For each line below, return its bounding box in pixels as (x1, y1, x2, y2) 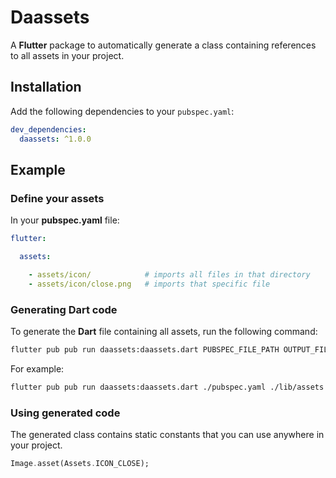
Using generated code (10, 406, 121, 420)
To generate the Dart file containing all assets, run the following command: (10, 325, 318, 337)
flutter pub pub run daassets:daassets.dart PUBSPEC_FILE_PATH (10, 344, 280, 355)
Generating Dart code (10, 302, 118, 316)
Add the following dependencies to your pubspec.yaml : (10, 105, 235, 117)
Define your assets (10, 191, 105, 205)
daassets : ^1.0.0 (19, 134, 92, 144)
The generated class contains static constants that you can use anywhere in (10, 429, 325, 441)
